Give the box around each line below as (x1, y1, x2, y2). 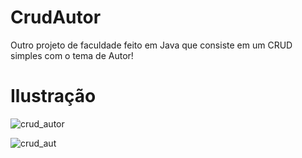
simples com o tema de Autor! (10, 49, 134, 61)
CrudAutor (10, 6, 102, 29)
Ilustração (10, 85, 97, 108)
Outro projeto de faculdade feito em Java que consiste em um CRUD (10, 39, 293, 51)
